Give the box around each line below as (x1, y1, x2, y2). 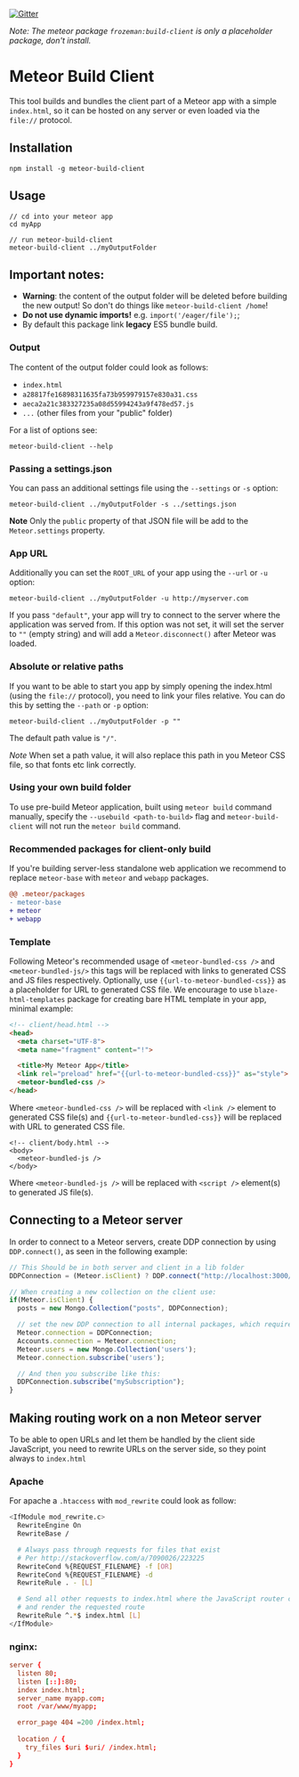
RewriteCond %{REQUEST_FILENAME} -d (17, 1570, 153, 1579)
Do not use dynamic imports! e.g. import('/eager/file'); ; (21, 310, 240, 321)
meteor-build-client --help (9, 442, 114, 451)
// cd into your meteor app (9, 212, 114, 221)
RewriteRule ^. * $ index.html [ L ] (17, 1611, 141, 1620)
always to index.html (9, 1453, 86, 1463)
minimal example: (9, 1003, 74, 1014)
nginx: (9, 1640, 38, 1652)
